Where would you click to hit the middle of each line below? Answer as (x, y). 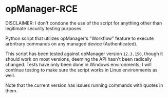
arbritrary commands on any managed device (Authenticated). (71, 43)
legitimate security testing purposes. (44, 28)
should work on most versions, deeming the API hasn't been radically (79, 59)
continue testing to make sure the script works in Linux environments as (81, 70)
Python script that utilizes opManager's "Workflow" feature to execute (80, 38)
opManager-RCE (42, 9)
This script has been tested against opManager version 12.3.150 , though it (84, 54)
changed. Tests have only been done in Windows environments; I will (78, 64)
